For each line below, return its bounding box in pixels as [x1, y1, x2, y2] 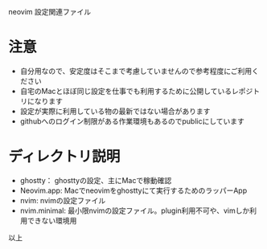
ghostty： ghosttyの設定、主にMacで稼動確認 [19, 175, 172, 185]
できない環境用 [27, 215, 77, 225]
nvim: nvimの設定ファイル [19, 195, 106, 205]
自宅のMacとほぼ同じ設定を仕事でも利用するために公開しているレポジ [19, 86, 253, 96]
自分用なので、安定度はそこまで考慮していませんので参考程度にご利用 [19, 66, 253, 76]
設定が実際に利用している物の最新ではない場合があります [19, 106, 211, 116]
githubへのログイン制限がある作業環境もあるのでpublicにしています [19, 116, 245, 126]
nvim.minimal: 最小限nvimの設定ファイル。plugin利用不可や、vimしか [19, 206, 250, 215]
